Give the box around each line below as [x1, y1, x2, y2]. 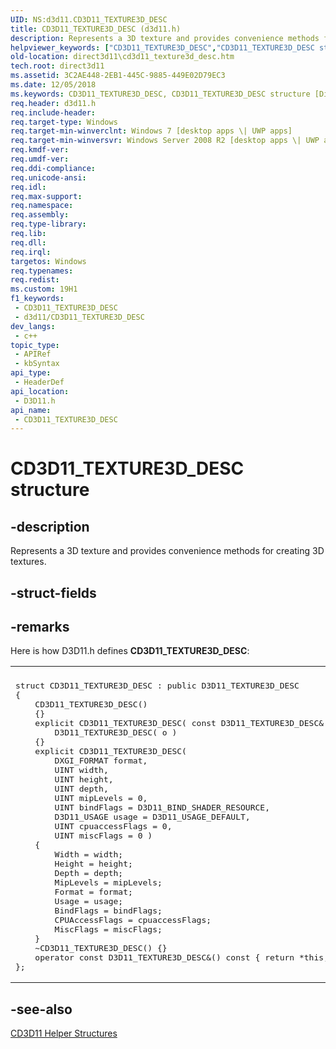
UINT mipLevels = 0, [54, 793, 148, 804]
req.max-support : [10, 191, 83, 201]
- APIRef [14, 349, 52, 360]
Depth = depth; [54, 868, 124, 879]
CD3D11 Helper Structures [10, 1027, 118, 1040]
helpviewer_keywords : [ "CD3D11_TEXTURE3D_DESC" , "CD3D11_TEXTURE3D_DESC [10, 42, 315, 53]
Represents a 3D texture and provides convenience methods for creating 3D [10, 545, 325, 557]
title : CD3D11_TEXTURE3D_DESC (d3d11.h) [10, 24, 182, 34]
